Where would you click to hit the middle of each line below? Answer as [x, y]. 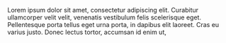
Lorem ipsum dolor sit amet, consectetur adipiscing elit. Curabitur [103, 10]
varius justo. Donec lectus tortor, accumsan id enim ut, [87, 32]
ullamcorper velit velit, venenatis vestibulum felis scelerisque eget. [104, 17]
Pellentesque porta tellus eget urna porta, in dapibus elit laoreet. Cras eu [113, 25]
